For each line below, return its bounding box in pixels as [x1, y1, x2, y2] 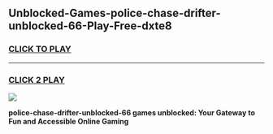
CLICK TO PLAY [8, 44, 71, 55]
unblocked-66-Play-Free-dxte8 [8, 19, 172, 33]
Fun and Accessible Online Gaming [8, 116, 129, 126]
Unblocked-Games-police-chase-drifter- [8, 6, 221, 20]
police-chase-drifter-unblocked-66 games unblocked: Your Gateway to [8, 107, 256, 117]
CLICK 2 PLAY [8, 74, 65, 85]
